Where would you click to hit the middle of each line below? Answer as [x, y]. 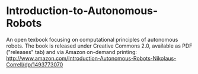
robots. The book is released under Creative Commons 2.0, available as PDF [99, 46]
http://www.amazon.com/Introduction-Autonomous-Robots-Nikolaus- [91, 58]
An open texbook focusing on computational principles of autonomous [92, 39]
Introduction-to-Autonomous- [82, 11]
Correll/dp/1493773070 [35, 64]
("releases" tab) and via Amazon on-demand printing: [72, 52]
